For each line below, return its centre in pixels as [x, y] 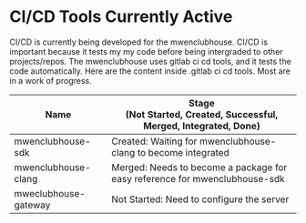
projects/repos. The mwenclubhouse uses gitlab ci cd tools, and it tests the [150, 61]
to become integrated [183, 152]
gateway [32, 205]
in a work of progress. [51, 80]
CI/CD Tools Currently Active [121, 17]
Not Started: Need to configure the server [200, 199]
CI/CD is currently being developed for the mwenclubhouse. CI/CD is [139, 42]
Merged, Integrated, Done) [202, 126]
